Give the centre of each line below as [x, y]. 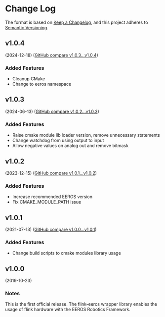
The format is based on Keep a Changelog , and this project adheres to [77, 22]
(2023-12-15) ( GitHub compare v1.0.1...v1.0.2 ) [51, 173]
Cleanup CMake [29, 79]
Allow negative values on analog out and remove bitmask [70, 146]
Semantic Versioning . [27, 27]
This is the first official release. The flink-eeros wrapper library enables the [81, 304]
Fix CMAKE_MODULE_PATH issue [47, 202]
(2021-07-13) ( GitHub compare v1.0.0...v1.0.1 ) [51, 230]
